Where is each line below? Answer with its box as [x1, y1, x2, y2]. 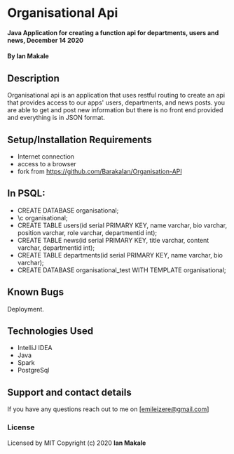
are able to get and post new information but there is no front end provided [7, 106, 223, 114]
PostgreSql [17, 366, 50, 375]
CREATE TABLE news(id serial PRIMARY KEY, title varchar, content [17, 236, 209, 244]
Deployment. [7, 305, 44, 313]
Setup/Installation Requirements [7, 133, 152, 145]
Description [7, 72, 60, 84]
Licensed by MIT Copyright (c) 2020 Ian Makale [7, 439, 146, 447]
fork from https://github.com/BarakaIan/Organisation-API [17, 167, 182, 175]
